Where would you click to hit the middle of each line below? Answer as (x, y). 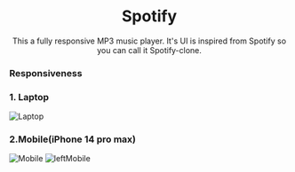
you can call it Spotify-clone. (149, 50)
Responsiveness (46, 73)
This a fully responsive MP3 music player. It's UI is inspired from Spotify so (149, 41)
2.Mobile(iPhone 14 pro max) (72, 139)
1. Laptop (29, 97)
